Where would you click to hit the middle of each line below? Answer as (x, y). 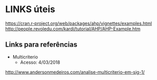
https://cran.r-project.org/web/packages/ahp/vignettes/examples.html (78, 23)
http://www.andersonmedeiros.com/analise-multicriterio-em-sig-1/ (75, 72)
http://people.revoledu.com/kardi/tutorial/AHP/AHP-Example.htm (73, 28)
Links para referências (41, 45)
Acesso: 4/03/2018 (40, 62)
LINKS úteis (30, 9)
